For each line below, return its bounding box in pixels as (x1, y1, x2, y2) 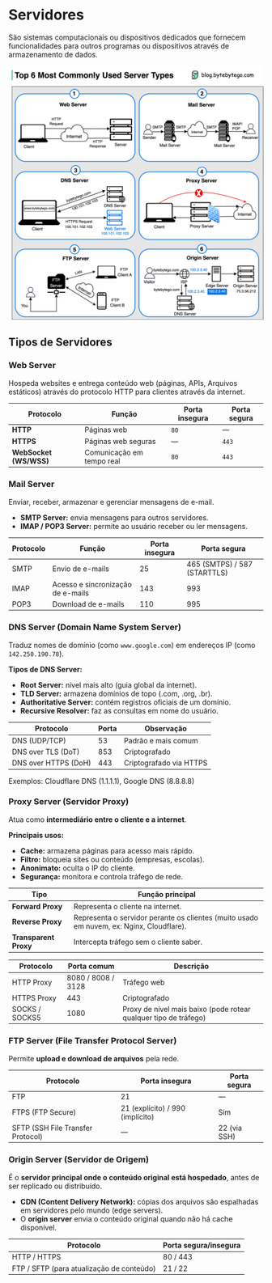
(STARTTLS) (186, 568, 228, 578)
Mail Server (8, 479, 55, 490)
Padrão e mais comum (124, 735, 198, 745)
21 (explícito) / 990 (120, 1103, 186, 1113)
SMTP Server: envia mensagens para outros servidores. (19, 512, 209, 523)
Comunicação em (84, 447, 143, 457)
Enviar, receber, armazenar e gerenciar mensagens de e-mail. (8, 497, 215, 506)
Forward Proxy (11, 901, 63, 911)
